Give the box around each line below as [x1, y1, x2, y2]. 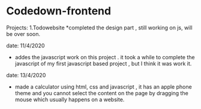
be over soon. [6, 30, 41, 37]
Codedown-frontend [6, 4, 112, 18]
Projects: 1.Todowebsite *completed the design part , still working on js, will [6, 24, 193, 31]
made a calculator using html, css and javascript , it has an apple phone [14, 83, 192, 90]
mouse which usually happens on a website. [14, 96, 125, 103]
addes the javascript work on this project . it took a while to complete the [14, 53, 195, 60]
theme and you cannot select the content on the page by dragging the [14, 89, 189, 96]
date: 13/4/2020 [6, 71, 46, 78]
